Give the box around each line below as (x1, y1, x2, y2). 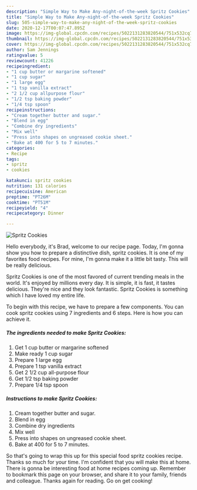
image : (6, 31, 22, 36)
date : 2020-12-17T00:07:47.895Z (6, 25, 85, 31)
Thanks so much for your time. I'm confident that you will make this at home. (6, 459, 191, 466)
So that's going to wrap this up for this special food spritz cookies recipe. (6, 452, 183, 459)
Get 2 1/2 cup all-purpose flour (14, 369, 89, 376)
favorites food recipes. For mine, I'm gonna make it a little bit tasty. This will (6, 256, 188, 263)
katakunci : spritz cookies (6, 177, 72, 184)
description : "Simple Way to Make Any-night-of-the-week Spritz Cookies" (6, 8, 191, 15)
